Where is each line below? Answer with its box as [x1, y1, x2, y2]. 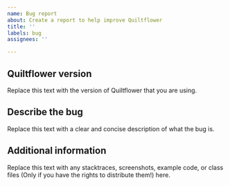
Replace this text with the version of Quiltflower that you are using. [7, 86, 197, 94]
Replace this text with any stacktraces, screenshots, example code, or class [7, 163, 224, 171]
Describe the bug [7, 106, 83, 118]
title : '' [7, 23, 36, 30]
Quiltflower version [7, 67, 92, 80]
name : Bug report [7, 10, 57, 17]
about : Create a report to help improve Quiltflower [7, 17, 163, 24]
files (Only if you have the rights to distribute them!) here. [7, 171, 171, 179]
